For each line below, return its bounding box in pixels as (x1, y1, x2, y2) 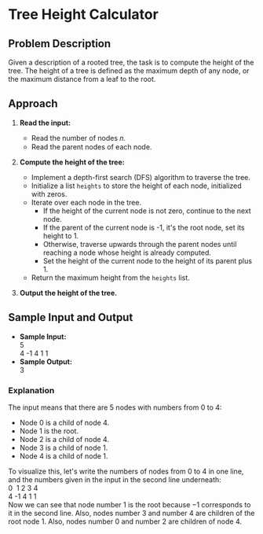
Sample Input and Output (8, 311, 133, 324)
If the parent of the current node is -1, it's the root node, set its (42, 223, 245, 232)
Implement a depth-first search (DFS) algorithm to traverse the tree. (31, 172, 251, 182)
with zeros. (31, 189, 68, 198)
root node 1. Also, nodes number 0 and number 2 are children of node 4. (8, 517, 242, 526)
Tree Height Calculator (8, 6, 159, 24)
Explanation (8, 385, 55, 396)
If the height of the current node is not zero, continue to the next (42, 206, 251, 215)
